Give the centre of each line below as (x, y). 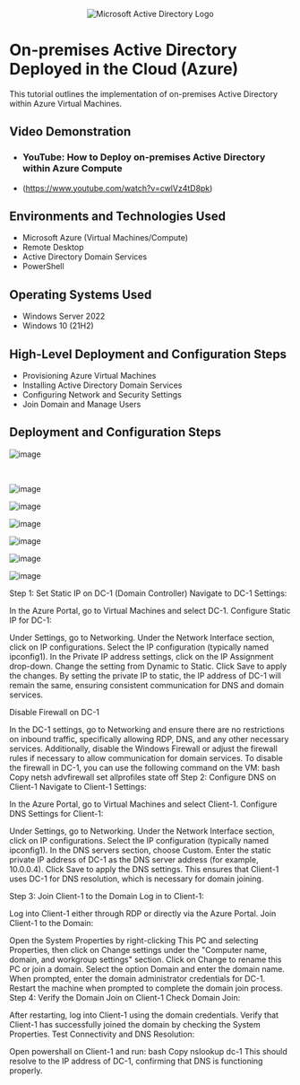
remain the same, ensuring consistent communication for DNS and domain (147, 685)
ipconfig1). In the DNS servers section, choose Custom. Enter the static (140, 850)
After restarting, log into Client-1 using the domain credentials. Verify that (144, 1015)
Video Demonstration (70, 131)
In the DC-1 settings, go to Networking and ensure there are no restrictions (147, 729)
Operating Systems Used (81, 295)
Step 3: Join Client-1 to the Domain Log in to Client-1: (107, 896)
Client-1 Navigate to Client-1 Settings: (78, 786)
